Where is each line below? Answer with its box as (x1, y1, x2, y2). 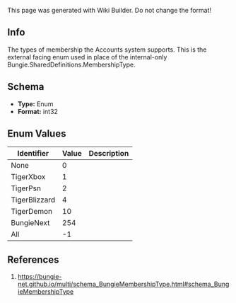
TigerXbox (11, 172, 46, 182)
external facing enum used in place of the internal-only (7, 52, 167, 61)
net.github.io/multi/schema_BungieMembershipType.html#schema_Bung (17, 280, 230, 289)
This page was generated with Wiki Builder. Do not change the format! (7, 6, 212, 14)
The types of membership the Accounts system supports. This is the (7, 45, 207, 54)
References (7, 253, 59, 265)
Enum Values (7, 127, 66, 140)
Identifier (17, 149, 49, 159)
